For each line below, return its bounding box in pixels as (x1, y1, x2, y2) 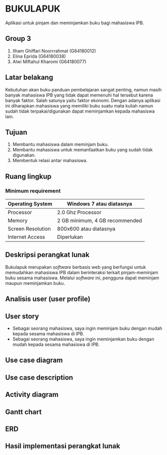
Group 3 (5, 34, 31, 43)
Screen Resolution (8, 225, 51, 232)
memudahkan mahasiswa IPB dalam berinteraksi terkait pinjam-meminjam (5, 269, 158, 275)
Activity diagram (5, 390, 59, 399)
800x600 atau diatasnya (57, 225, 116, 232)
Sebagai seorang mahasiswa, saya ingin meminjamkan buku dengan (12, 336, 154, 342)
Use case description (5, 373, 73, 382)
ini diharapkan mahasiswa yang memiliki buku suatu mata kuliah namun (5, 103, 153, 109)
